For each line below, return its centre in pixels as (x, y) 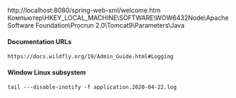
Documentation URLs (40, 41)
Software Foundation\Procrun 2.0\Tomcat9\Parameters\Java (96, 25)
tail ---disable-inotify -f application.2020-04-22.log (92, 87)
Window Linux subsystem (47, 72)
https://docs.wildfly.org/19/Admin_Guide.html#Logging (91, 57)
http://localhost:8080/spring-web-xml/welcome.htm (84, 10)
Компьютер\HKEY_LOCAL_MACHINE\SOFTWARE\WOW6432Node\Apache (118, 18)
